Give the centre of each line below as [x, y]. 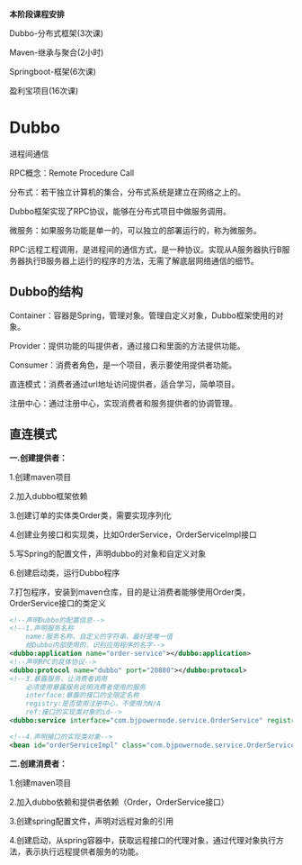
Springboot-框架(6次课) [53, 72]
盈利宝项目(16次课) [44, 91]
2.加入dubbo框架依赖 [49, 496]
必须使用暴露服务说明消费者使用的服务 [86, 687]
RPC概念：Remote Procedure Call [72, 173]
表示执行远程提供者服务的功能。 [84, 851]
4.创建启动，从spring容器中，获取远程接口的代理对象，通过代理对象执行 [143, 840]
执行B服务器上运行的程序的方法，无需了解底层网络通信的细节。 [142, 260]
